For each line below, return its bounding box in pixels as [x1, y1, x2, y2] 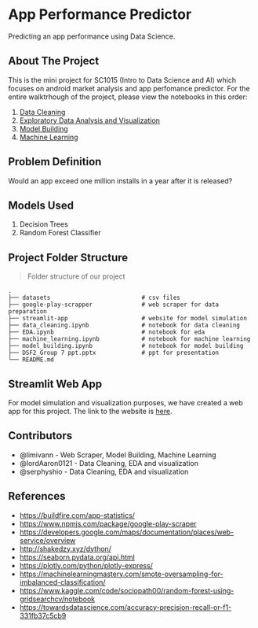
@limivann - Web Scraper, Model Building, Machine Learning [19, 450, 216, 460]
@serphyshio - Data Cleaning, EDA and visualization [19, 467, 189, 476]
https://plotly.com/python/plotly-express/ [19, 560, 153, 570]
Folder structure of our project [27, 272, 125, 281]
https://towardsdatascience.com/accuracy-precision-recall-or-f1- [19, 602, 232, 611]
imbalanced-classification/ [19, 577, 106, 587]
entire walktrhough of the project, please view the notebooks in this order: [8, 92, 248, 102]
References [8, 489, 66, 503]
